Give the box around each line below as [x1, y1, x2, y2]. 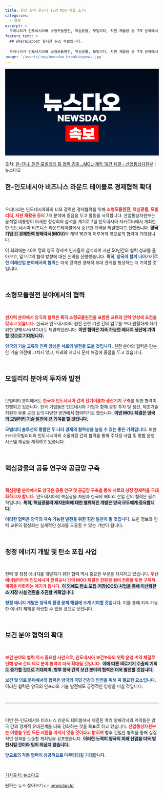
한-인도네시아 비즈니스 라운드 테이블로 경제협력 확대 [5, 183, 152, 191]
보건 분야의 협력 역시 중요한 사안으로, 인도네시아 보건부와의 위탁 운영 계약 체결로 [5, 654, 155, 660]
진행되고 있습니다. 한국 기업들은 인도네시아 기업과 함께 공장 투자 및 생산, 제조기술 [5, 404, 159, 410]
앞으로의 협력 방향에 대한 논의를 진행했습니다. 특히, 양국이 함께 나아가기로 [19, 253, 158, 259]
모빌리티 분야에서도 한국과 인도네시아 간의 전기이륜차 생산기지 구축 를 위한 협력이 [5, 398, 157, 404]
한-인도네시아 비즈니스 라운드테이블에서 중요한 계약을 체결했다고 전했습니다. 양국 [5, 224, 159, 230]
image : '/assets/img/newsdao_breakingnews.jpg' [5, 54, 104, 59]
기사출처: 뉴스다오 [5, 772, 40, 778]
